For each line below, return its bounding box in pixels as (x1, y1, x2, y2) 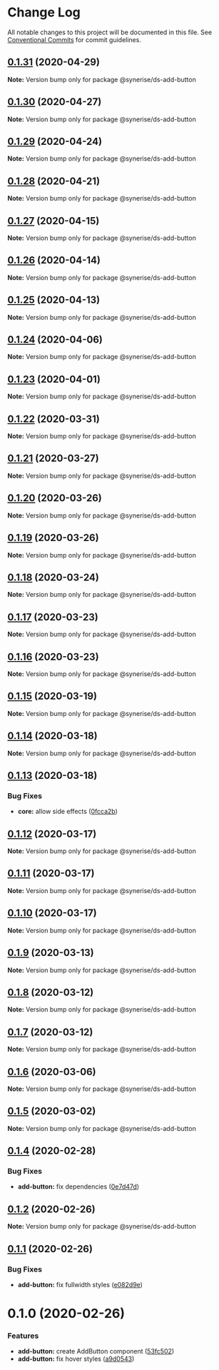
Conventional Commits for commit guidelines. (7, 35, 141, 44)
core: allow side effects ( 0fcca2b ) (17, 807, 118, 816)
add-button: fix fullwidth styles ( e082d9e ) (17, 1280, 143, 1289)
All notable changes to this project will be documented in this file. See (7, 28, 213, 36)
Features (7, 1331, 39, 1341)
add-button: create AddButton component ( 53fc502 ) (17, 1347, 175, 1356)
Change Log (7, 4, 81, 21)
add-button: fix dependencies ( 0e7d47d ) (17, 1182, 140, 1191)
